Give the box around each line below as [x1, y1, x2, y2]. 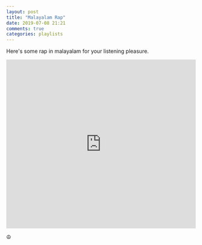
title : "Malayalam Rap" [6, 14, 66, 20]
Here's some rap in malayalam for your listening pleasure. [6, 47, 149, 55]
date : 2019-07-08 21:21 [6, 20, 66, 26]
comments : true [6, 25, 44, 32]
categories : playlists [6, 31, 63, 37]
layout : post [6, 8, 39, 15]
